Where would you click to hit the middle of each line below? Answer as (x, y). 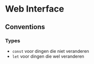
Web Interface (35, 9)
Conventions (25, 27)
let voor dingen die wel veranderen (48, 56)
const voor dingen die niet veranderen (51, 51)
